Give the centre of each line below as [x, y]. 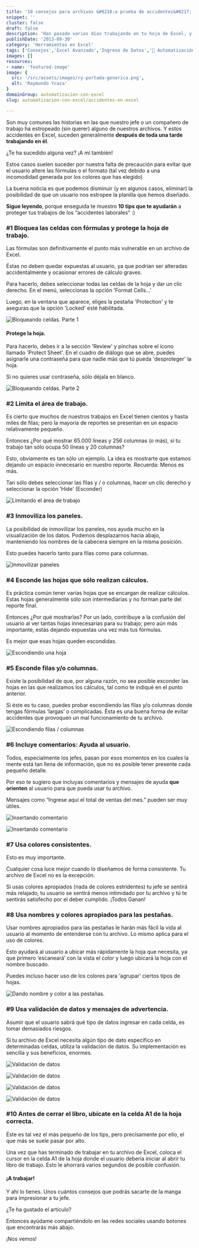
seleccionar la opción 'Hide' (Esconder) [54, 489]
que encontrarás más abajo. [40, 1227]
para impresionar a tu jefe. [38, 1198]
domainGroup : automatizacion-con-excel [55, 94]
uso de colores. [25, 940]
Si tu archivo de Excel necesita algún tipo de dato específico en [84, 1040]
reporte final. [22, 606]
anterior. [16, 694]
